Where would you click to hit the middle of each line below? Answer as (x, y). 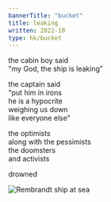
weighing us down (38, 110)
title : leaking (33, 23)
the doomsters (32, 150)
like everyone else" (40, 118)
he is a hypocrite (36, 101)
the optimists (29, 134)
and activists (29, 159)
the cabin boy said (38, 60)
